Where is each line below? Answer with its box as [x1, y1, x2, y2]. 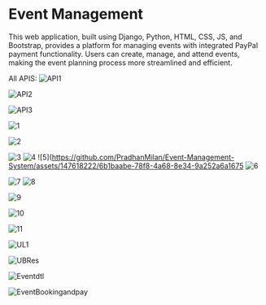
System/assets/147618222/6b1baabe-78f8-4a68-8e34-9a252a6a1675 [8, 160, 244, 171]
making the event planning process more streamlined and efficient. [8, 58, 233, 68]
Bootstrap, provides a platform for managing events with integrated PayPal [8, 40, 259, 50]
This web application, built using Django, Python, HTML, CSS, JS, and [8, 32, 242, 41]
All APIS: [8, 73, 37, 83]
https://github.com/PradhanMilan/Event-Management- [51, 152, 234, 162]
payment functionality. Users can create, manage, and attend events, [8, 49, 240, 59]
